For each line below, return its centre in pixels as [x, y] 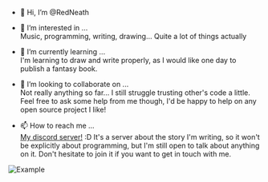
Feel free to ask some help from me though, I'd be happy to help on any [138, 101]
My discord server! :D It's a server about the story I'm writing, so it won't [140, 137]
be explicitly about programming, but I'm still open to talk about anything [140, 145]
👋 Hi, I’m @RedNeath [55, 12]
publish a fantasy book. [59, 69]
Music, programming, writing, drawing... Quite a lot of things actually [133, 36]
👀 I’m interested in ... [54, 28]
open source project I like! [63, 109]
